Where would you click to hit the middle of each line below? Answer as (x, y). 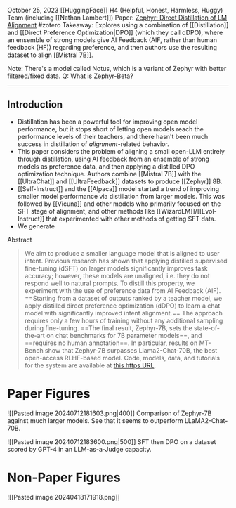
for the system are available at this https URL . (90, 365)
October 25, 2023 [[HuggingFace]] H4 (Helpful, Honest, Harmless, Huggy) (115, 10)
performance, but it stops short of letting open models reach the (110, 129)
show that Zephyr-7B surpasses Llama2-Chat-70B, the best (131, 350)
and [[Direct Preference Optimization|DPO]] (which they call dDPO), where (115, 32)
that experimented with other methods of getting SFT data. (131, 219)
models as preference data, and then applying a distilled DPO (106, 166)
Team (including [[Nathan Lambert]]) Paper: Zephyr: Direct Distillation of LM (117, 18)
